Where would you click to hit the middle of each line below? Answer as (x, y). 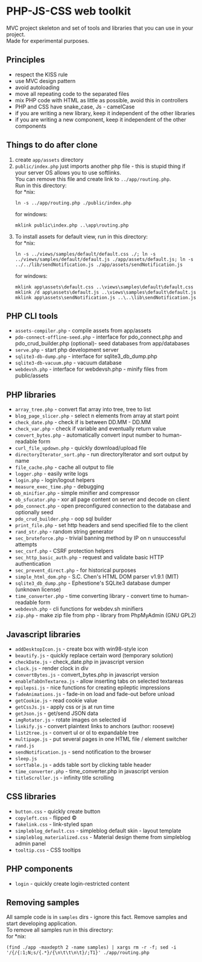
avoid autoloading (37, 87)
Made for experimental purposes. (48, 41)
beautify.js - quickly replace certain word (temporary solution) (94, 655)
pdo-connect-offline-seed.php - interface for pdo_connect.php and (99, 337)
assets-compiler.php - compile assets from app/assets (83, 331)
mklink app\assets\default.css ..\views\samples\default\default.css (104, 287)
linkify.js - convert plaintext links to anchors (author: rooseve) (95, 726)
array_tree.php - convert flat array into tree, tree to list (83, 410)
